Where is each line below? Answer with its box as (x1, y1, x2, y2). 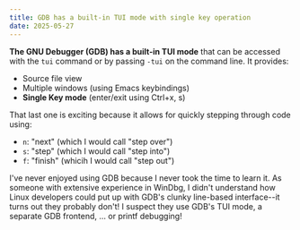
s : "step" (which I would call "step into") (22, 145, 171, 157)
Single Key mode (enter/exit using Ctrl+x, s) (22, 91, 186, 103)
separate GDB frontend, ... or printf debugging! (9, 210, 182, 221)
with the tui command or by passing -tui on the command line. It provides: (9, 55, 289, 66)
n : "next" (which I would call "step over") (22, 136, 173, 147)
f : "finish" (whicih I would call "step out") (22, 155, 175, 166)
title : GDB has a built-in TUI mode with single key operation (9, 13, 251, 22)
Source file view (22, 72, 83, 83)
